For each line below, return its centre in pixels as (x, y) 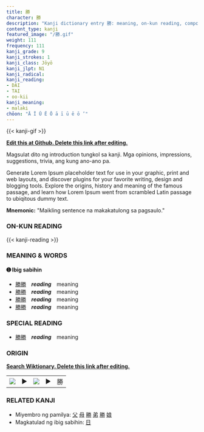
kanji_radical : (25, 74)
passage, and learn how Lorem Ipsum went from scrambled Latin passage (99, 192)
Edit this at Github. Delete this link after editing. (67, 143)
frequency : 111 (25, 46)
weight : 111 (21, 40)
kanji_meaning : (25, 102)
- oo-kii (17, 97)
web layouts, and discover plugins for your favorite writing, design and (94, 179)
